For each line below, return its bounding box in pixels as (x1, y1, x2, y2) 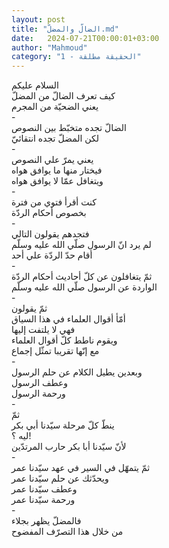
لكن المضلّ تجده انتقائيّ (11, 132, 99, 145)
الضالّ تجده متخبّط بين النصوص (11, 122, 127, 134)
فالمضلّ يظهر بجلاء (11, 515, 82, 527)
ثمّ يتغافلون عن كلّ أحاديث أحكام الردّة (11, 271, 153, 283)
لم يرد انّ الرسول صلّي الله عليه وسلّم (11, 239, 152, 251)
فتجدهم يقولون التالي (11, 228, 90, 240)
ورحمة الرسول (11, 387, 66, 400)
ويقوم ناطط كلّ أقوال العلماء (11, 334, 118, 346)
